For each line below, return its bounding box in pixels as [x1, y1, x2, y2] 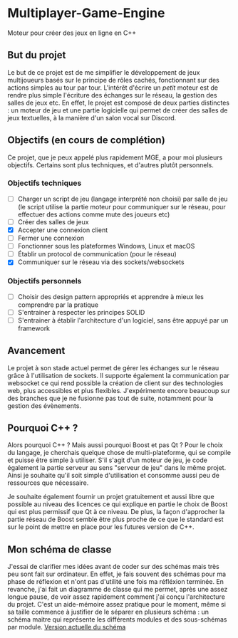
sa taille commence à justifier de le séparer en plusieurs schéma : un [7, 607, 209, 617]
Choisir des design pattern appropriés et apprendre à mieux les [17, 292, 205, 300]
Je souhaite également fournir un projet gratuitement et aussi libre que [7, 493, 215, 501]
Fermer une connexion [17, 234, 84, 243]
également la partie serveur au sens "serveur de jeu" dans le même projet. [7, 464, 227, 472]
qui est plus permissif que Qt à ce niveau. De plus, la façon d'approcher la [7, 508, 225, 516]
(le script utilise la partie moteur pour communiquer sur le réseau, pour [17, 202, 226, 211]
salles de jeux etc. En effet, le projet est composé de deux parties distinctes [7, 98, 230, 107]
